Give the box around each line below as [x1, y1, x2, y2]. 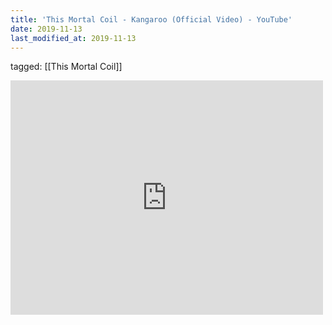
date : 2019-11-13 [10, 24, 83, 34]
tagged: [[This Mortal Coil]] [10, 61, 123, 73]
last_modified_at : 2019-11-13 [10, 33, 137, 43]
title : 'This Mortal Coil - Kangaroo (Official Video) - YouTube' [10, 14, 293, 25]
